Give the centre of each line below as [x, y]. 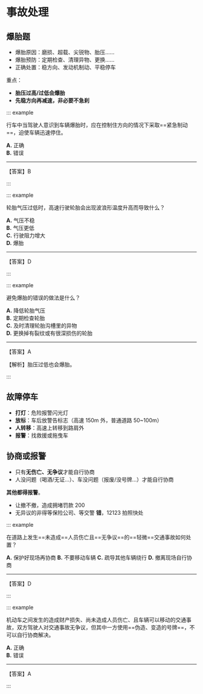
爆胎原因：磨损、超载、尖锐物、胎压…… [65, 52]
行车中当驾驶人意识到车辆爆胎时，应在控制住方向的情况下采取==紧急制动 [97, 125]
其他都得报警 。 [25, 492]
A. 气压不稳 [21, 220]
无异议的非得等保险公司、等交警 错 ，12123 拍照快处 [79, 512]
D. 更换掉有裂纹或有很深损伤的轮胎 [50, 333]
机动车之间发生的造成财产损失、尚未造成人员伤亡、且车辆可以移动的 [91, 620]
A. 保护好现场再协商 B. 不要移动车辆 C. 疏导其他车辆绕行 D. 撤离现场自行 [97, 557]
